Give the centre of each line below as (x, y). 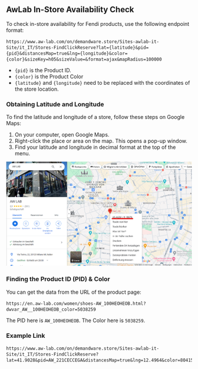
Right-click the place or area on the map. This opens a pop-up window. (101, 141)
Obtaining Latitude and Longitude (55, 104)
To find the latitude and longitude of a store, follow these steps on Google (95, 117)
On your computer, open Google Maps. (62, 135)
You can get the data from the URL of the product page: (74, 292)
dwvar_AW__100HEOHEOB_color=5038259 (51, 309)
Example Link (26, 335)
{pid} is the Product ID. (43, 70)
